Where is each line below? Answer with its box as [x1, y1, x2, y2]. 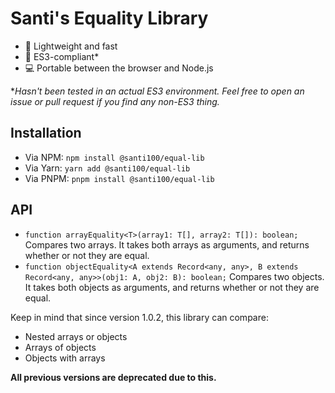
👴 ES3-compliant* [24, 50, 100, 62]
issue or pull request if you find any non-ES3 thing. [10, 95, 220, 107]
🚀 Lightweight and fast [24, 40, 118, 52]
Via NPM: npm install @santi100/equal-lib [24, 151, 205, 163]
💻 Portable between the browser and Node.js [24, 62, 214, 74]
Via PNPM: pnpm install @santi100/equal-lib [24, 172, 215, 184]
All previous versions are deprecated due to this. [10, 371, 217, 383]
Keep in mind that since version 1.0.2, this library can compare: [10, 311, 269, 323]
